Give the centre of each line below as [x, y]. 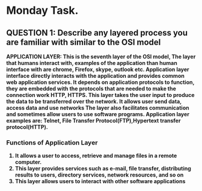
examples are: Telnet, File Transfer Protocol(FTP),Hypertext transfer [93, 121]
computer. [28, 162]
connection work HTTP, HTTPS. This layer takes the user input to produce [100, 95]
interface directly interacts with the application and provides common [95, 76]
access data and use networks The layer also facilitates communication [98, 108]
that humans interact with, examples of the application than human [92, 63]
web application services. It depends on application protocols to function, [100, 82]
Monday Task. [42, 11]
